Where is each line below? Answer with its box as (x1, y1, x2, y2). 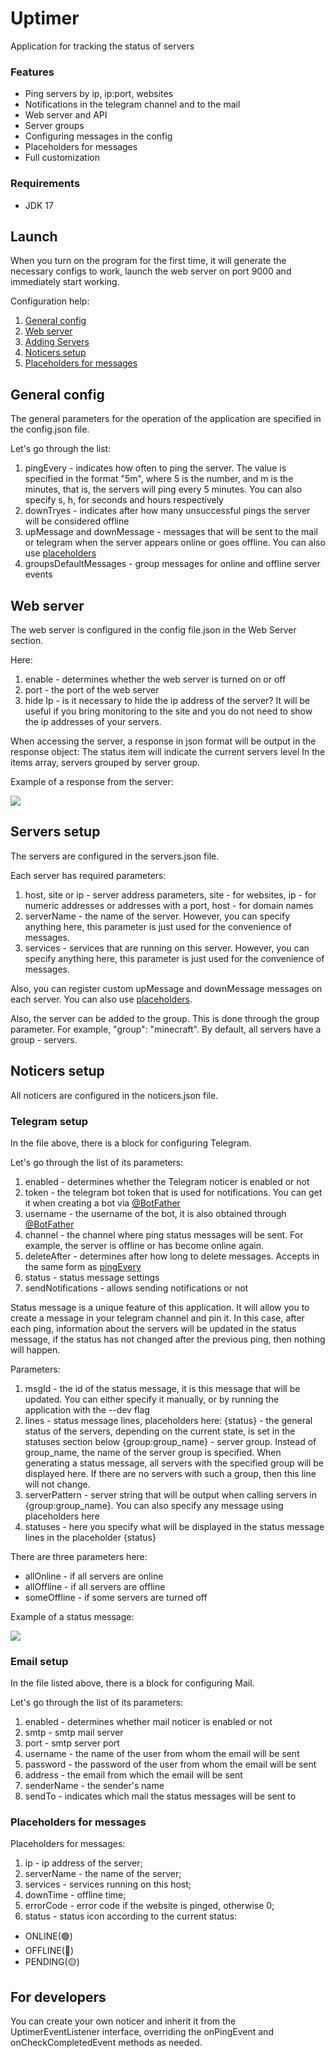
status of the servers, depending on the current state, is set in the (24, 1425, 296, 1437)
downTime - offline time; (24, 1889, 127, 1901)
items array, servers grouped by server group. (10, 756, 201, 768)
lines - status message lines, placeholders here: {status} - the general (24, 1414, 313, 1426)
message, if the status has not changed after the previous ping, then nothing (10, 1333, 326, 1345)
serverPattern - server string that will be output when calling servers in (24, 1488, 317, 1501)
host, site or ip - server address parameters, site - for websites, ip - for (24, 888, 317, 901)
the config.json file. (10, 423, 90, 436)
